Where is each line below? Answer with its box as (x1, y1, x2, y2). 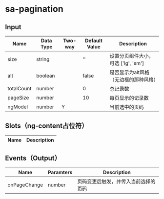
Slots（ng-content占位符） (5, 122, 88, 130)
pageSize (7, 94, 29, 101)
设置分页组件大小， (109, 53, 154, 59)
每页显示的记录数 (109, 95, 149, 101)
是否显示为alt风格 (109, 69, 150, 76)
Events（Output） (5, 154, 61, 162)
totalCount (7, 85, 32, 92)
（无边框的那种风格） (109, 77, 159, 83)
